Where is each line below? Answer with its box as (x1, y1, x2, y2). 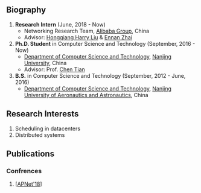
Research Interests (6, 109, 79, 119)
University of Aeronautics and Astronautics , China (24, 91, 149, 98)
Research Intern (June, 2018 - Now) (14, 21, 106, 28)
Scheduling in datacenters (14, 125, 80, 132)
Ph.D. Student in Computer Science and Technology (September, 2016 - (14, 40, 196, 47)
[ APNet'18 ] (14, 180, 42, 188)
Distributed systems (14, 131, 65, 138)
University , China (24, 59, 67, 66)
